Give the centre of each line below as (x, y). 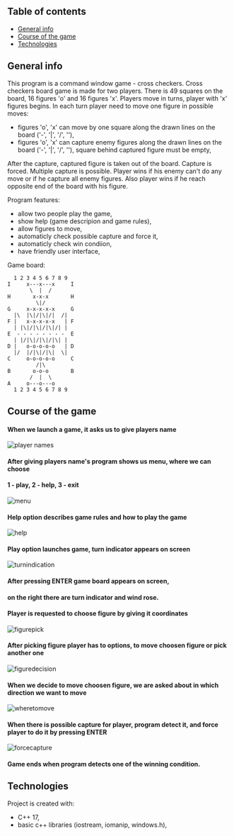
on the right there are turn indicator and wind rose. (83, 597)
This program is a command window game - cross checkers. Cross (105, 83)
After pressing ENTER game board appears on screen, (88, 581)
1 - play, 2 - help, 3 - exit (43, 485)
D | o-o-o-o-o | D (41, 346)
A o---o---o (31, 383)
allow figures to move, (50, 228)
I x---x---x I (41, 284)
